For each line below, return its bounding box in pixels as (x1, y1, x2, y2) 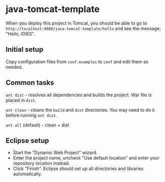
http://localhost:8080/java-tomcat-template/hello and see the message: (6, 25, 161, 31)
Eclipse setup (6, 136, 49, 145)
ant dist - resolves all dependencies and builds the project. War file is (6, 92, 152, 98)
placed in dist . (6, 97, 37, 103)
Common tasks (6, 79, 54, 87)
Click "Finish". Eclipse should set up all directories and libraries (13, 165, 144, 171)
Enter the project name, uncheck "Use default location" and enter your (13, 155, 160, 161)
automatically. (13, 171, 42, 177)
